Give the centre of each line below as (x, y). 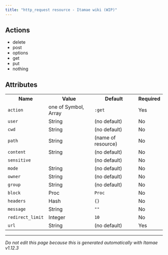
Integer (57, 217)
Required (149, 99)
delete (19, 42)
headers (17, 201)
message (17, 209)
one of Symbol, (66, 107)
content (17, 152)
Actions (17, 30)
